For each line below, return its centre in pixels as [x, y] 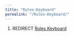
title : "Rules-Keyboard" [31, 10]
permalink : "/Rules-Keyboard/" [37, 14]
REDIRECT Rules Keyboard [39, 28]
